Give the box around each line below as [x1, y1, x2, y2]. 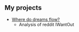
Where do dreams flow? [11, 16, 60, 22]
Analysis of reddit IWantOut [19, 21, 74, 27]
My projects [4, 4, 42, 12]
